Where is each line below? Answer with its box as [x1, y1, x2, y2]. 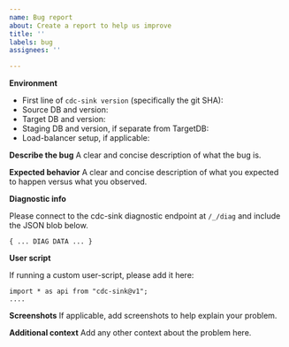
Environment [9, 78, 57, 89]
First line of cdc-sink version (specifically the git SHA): [21, 95, 224, 106]
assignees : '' [9, 46, 62, 55]
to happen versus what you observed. [9, 176, 148, 187]
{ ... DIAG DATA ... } [9, 237, 93, 246]
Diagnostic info [9, 194, 66, 204]
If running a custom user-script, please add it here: [9, 270, 194, 281]
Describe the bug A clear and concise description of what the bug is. [9, 150, 262, 160]
